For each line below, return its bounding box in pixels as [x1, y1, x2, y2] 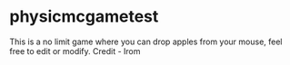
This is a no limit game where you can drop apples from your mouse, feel [9, 36, 283, 47]
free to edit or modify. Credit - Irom [9, 45, 141, 56]
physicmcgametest [9, 6, 159, 27]
